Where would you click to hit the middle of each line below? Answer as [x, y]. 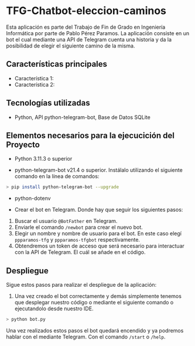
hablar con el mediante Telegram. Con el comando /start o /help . [86, 337]
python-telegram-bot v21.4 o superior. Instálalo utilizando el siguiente [98, 170]
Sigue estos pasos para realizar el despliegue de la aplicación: [81, 285]
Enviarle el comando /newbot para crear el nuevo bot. [79, 228]
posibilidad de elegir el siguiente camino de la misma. [71, 46]
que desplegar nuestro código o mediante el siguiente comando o [94, 303]
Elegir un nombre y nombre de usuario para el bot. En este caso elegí [98, 233]
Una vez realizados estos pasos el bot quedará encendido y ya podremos [95, 330]
